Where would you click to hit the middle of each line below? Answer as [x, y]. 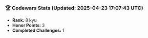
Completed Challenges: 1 [38, 30]
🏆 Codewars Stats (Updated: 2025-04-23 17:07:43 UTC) [74, 8]
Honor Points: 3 [28, 25]
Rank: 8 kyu [24, 20]
